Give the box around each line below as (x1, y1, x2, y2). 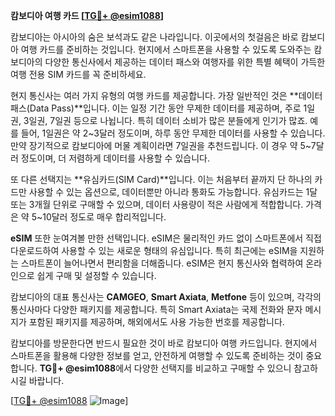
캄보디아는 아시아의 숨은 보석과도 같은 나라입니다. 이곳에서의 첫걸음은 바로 (10, 31, 299, 43)
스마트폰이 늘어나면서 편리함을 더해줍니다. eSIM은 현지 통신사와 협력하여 (20, 257, 304, 269)
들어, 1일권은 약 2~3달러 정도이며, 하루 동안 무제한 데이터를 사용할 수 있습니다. (20, 127, 326, 139)
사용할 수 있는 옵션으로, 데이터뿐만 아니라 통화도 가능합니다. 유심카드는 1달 (28, 186, 318, 198)
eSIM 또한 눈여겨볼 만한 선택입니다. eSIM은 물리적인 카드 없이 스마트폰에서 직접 (10, 232, 322, 244)
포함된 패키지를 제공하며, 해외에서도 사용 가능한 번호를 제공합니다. (28, 316, 285, 328)
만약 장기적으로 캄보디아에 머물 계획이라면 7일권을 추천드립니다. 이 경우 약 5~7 (10, 140, 317, 151)
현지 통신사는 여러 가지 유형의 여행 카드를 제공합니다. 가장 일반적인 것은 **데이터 (10, 90, 323, 101)
